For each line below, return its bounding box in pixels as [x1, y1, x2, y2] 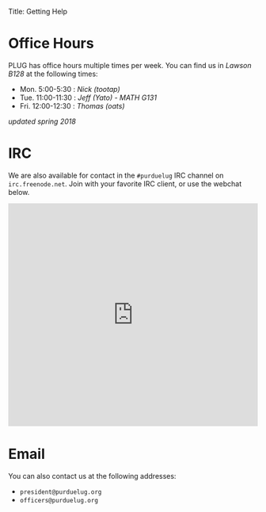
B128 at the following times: [8, 69, 98, 78]
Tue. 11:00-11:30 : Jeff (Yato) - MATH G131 [19, 93, 157, 102]
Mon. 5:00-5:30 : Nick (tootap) [19, 84, 120, 94]
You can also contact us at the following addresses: [8, 471, 177, 480]
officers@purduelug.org [19, 496, 99, 504]
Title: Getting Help [8, 7, 68, 16]
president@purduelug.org [19, 487, 102, 496]
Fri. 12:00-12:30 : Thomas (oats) [19, 101, 125, 110]
